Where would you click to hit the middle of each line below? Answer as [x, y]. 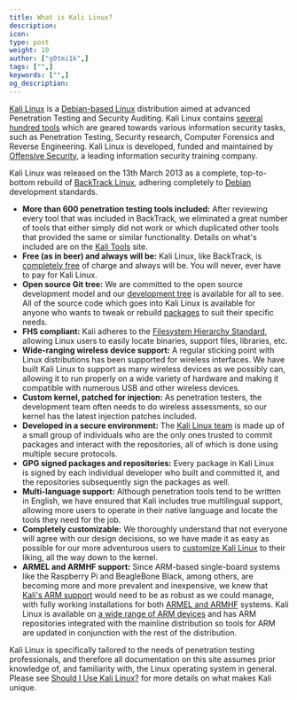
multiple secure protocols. [70, 454]
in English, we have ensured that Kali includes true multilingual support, [152, 501]
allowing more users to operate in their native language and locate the [149, 510]
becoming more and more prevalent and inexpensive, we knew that [145, 585]
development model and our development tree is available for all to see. [152, 293]
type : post [29, 42]
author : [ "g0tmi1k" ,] [49, 58]
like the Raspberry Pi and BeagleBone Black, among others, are [138, 576]
